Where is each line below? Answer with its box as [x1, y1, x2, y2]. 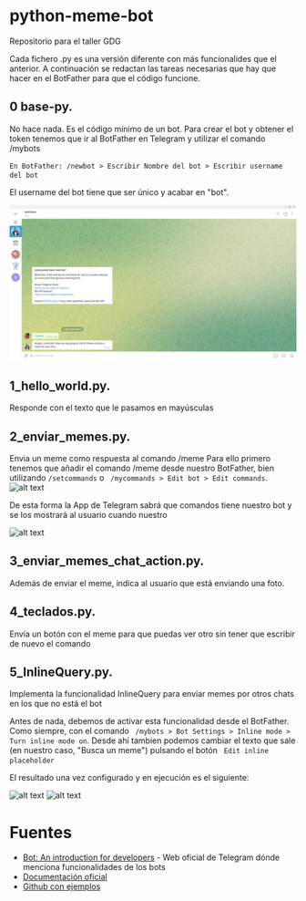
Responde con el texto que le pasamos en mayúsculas [9, 402, 214, 413]
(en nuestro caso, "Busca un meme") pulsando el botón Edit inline [9, 745, 270, 756]
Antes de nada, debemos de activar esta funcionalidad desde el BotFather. [9, 716, 290, 727]
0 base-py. [9, 99, 73, 115]
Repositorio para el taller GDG [9, 36, 121, 47]
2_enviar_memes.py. [9, 429, 131, 444]
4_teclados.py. [9, 604, 97, 620]
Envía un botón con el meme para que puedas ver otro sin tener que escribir [9, 628, 296, 639]
